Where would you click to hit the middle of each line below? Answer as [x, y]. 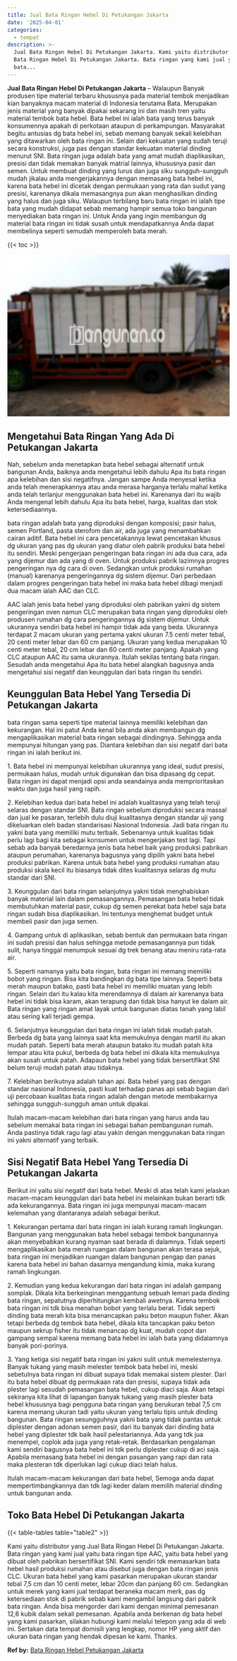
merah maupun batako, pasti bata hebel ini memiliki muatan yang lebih [110, 986]
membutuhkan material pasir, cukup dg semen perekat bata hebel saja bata [117, 906]
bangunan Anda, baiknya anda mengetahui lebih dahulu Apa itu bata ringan [117, 472]
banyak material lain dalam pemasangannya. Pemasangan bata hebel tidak [116, 899]
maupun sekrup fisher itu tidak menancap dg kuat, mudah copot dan [107, 1330]
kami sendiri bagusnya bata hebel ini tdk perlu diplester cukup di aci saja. [114, 1449]
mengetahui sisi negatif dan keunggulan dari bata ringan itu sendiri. [105, 672]
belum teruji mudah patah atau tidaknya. [66, 1067]
